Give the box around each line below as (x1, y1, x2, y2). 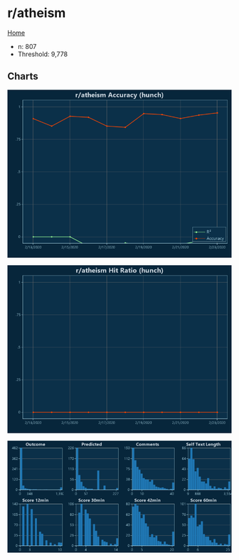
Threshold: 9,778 (17, 50, 68, 58)
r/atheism (7, 5, 66, 21)
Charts (7, 70, 39, 82)
